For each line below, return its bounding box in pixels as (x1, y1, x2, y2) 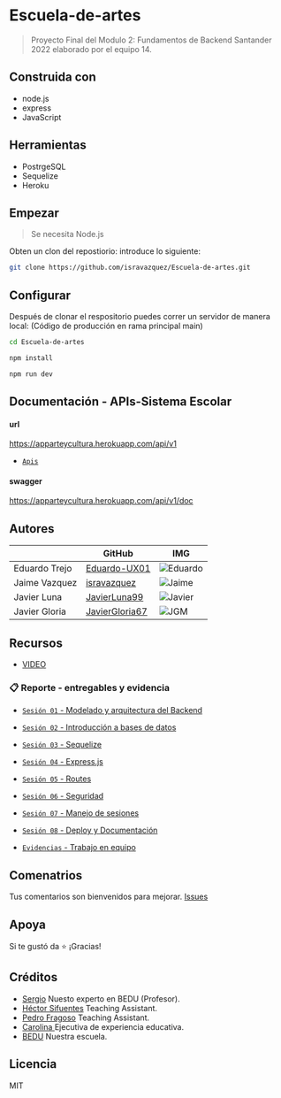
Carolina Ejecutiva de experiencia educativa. (21, 1021, 184, 1032)
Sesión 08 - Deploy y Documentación (21, 825, 158, 836)
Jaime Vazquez (13, 577, 78, 589)
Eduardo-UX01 (85, 563, 151, 575)
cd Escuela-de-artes (9, 338, 86, 347)
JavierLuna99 (85, 591, 144, 603)
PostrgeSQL (21, 161, 66, 172)
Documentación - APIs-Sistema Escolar (9, 395, 232, 410)
